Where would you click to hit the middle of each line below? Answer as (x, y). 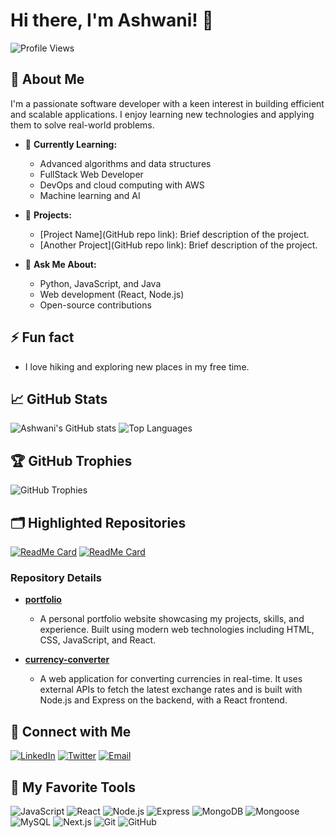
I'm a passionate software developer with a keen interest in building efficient (167, 103)
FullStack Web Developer (91, 174)
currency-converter (67, 660)
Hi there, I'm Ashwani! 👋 (112, 20)
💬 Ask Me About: (60, 264)
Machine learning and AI (90, 195)
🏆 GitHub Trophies (71, 460)
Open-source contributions (95, 305)
